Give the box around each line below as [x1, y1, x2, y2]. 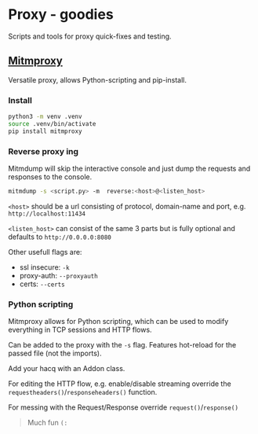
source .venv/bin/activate [8, 120, 96, 127]
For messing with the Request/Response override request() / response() [8, 403, 239, 412]
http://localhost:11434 [8, 210, 86, 218]
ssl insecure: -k [19, 262, 70, 272]
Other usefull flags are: [8, 247, 82, 256]
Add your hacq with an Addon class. [8, 364, 125, 373]
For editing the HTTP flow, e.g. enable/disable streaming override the [8, 379, 231, 388]
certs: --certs [19, 279, 65, 289]
